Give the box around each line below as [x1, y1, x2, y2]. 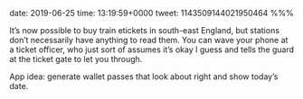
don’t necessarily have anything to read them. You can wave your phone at [9, 35, 289, 45]
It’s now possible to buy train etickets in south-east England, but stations [9, 25, 280, 35]
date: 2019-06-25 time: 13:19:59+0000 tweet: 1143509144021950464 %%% [9, 8, 294, 18]
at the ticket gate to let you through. [9, 54, 143, 64]
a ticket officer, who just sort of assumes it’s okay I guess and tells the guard [9, 44, 295, 55]
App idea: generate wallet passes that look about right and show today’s [9, 71, 279, 82]
